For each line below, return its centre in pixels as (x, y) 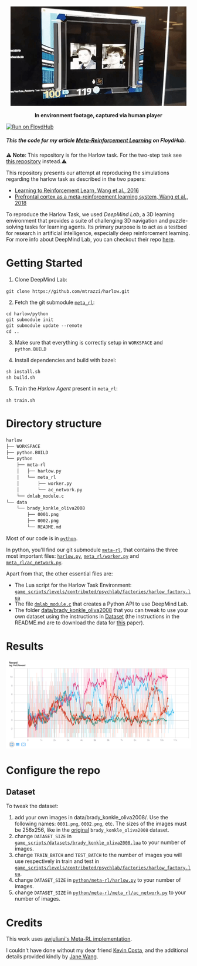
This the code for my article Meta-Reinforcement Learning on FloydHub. (96, 140)
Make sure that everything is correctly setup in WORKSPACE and (89, 342)
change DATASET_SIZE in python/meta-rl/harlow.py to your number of (98, 880)
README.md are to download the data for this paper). (79, 623)
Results (25, 646)
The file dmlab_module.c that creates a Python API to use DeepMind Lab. (101, 604)
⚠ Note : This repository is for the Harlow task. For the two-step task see (94, 155)
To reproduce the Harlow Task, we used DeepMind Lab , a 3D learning (90, 214)
